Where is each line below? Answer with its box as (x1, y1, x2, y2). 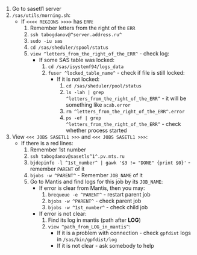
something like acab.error (66, 101, 131, 108)
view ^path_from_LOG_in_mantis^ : (48, 223, 131, 230)
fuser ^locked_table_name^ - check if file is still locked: (48, 69, 185, 76)
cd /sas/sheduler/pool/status (66, 83, 142, 89)
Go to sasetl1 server (11, 5, 61, 12)
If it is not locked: (57, 75, 100, 83)
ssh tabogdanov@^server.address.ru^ (30, 32, 122, 38)
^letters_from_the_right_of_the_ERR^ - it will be (66, 95, 187, 102)
